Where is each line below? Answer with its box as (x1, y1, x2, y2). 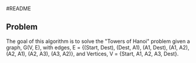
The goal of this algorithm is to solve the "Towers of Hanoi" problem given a (6, 38, 190, 45)
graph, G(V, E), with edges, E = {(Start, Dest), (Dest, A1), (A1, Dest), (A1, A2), (6, 44, 190, 51)
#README (6, 5, 31, 12)
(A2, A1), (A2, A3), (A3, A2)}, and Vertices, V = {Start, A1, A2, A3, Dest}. (6, 50, 179, 57)
